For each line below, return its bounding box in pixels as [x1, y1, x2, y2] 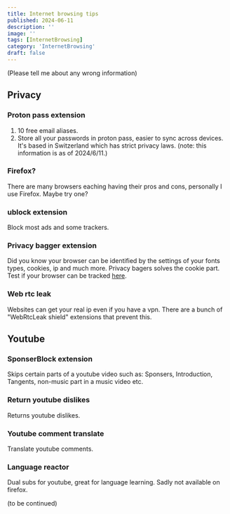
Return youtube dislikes [7, 395, 90, 405]
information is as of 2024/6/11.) [17, 148, 108, 157]
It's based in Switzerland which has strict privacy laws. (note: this [17, 141, 207, 150]
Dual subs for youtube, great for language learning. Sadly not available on [7, 478, 221, 487]
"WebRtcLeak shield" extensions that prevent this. [7, 312, 152, 321]
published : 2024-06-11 [7, 17, 74, 24]
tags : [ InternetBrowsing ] [7, 37, 83, 44]
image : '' [7, 30, 36, 37]
